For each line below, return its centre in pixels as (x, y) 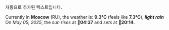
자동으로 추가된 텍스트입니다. (34, 7)
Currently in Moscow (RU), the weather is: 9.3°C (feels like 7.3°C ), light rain (85, 17)
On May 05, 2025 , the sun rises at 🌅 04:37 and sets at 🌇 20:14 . (70, 22)
